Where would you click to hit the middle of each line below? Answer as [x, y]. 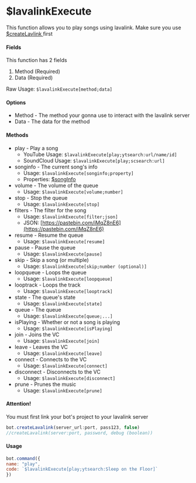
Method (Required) [37, 71]
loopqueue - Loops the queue [50, 272]
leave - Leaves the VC [41, 347]
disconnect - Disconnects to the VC [58, 372]
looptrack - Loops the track [47, 285]
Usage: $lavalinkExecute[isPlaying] [68, 328]
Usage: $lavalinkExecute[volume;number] [73, 191]
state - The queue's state [45, 297]
